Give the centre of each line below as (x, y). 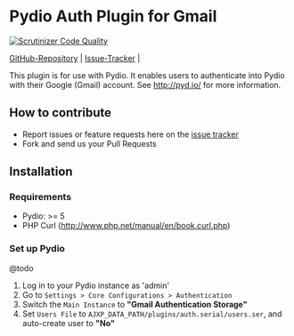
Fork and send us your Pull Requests (90, 143)
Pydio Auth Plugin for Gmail (113, 16)
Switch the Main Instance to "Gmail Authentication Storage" (135, 304)
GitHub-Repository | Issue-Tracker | (75, 58)
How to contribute (61, 113)
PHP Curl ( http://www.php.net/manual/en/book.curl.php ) (126, 226)
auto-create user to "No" (69, 323)
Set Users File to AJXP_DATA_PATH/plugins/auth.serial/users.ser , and (152, 314)
